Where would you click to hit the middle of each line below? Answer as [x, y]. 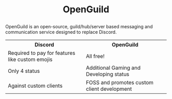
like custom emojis [30, 60]
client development [109, 89]
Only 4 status [24, 71]
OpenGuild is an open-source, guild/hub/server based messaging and [79, 27]
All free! [95, 56]
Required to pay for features [42, 53]
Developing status [107, 74]
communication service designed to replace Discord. [61, 32]
